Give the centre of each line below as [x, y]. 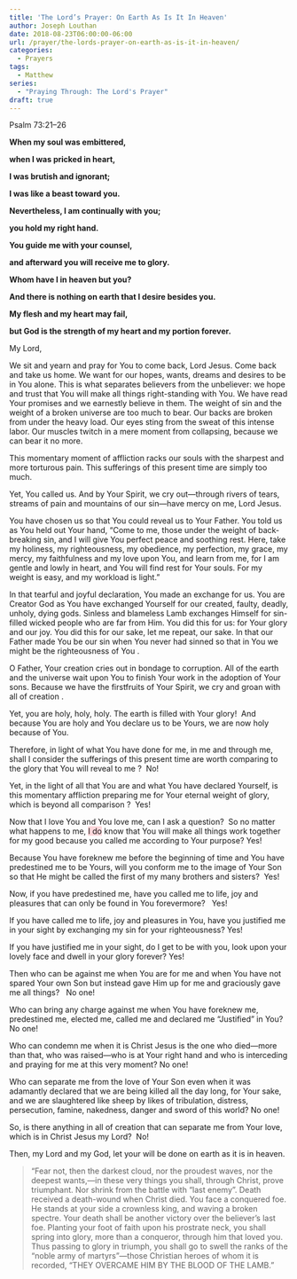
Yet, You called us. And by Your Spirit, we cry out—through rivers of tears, [145, 494]
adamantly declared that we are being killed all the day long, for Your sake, [145, 1091]
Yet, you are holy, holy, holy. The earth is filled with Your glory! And [133, 714]
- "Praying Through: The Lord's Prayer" [93, 91]
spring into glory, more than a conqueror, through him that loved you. [157, 1237]
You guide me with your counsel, [71, 246]
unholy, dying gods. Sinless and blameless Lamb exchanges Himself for [141, 614]
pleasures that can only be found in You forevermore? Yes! [118, 903]
